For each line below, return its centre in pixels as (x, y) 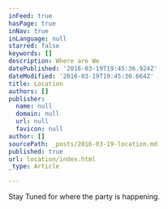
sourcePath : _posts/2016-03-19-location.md (83, 144)
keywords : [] (30, 53)
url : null (32, 122)
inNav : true (28, 31)
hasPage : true (32, 23)
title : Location (36, 83)
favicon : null (39, 129)
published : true (36, 151)
